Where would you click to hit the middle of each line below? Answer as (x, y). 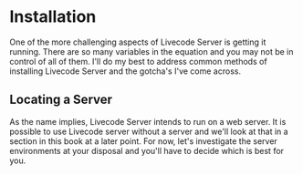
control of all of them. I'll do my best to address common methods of (138, 61)
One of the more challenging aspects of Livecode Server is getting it (138, 42)
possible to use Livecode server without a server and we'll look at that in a (149, 131)
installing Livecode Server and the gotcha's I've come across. (125, 71)
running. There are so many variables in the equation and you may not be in (151, 51)
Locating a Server (61, 100)
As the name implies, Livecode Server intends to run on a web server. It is (148, 121)
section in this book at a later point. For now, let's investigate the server (144, 141)
